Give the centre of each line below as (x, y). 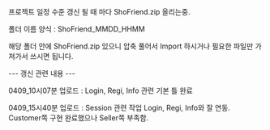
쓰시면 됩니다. (51, 56)
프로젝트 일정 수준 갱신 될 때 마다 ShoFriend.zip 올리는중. (99, 12)
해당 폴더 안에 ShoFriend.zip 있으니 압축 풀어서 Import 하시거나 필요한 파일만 (131, 46)
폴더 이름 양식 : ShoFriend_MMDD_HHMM (77, 29)
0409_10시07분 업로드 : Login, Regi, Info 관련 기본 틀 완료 (101, 90)
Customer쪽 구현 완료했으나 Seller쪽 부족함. (79, 118)
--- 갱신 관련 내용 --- (42, 73)
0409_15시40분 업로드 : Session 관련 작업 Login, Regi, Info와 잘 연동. (120, 108)
